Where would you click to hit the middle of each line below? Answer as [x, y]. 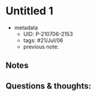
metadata [26, 28]
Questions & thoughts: [48, 86]
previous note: [41, 47]
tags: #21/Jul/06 [43, 40]
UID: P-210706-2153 [48, 34]
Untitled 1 [29, 11]
